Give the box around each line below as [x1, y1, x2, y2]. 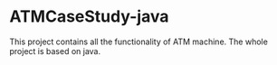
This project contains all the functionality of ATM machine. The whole [9, 36, 269, 47]
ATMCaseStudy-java [9, 6, 169, 27]
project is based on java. [9, 45, 101, 56]
